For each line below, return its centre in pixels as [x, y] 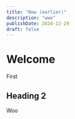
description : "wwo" [31, 18]
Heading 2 [27, 96]
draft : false [23, 29]
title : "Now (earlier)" [37, 12]
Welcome [31, 60]
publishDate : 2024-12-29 [38, 23]
